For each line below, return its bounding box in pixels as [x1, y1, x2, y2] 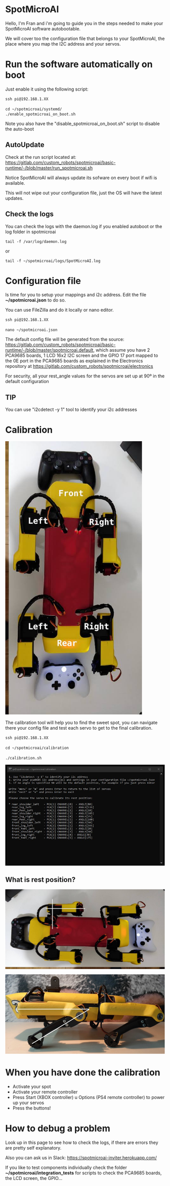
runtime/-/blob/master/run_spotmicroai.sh [5, 164, 93, 171]
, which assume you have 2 [93, 347, 150, 353]
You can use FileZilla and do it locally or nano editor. [5, 307, 114, 313]
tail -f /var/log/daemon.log [5, 239, 67, 244]
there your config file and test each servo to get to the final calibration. [5, 725, 153, 731]
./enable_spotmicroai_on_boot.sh [5, 111, 76, 117]
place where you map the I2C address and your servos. [5, 40, 121, 47]
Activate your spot [12, 1083, 52, 1089]
